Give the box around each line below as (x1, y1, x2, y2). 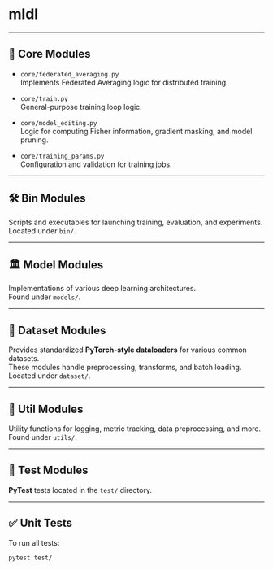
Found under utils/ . (8, 433, 77, 442)
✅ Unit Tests (8, 516, 73, 530)
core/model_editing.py (19, 119, 97, 127)
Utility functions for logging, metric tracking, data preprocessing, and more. (8, 424, 262, 433)
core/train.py (19, 94, 68, 102)
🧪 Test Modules (8, 463, 89, 477)
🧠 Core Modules (8, 47, 91, 61)
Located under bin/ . (8, 225, 76, 236)
